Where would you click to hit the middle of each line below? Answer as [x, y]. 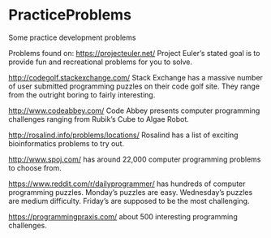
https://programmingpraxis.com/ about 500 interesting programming [123, 216]
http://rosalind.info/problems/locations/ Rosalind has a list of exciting [123, 135]
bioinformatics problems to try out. [66, 143]
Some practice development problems [72, 37]
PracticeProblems [70, 15]
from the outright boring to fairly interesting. [82, 94]
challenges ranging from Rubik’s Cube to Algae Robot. [99, 119]
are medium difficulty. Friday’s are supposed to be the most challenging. [129, 201]
